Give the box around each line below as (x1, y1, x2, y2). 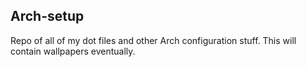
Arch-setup (10, 8, 85, 25)
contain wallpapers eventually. (10, 45, 136, 57)
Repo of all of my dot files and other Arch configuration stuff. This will (10, 34, 297, 46)
